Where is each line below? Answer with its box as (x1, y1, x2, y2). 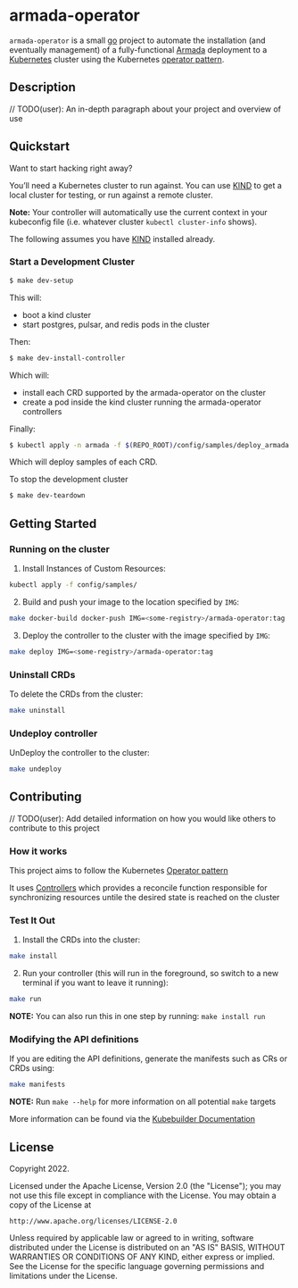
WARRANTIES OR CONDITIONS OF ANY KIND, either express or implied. (9, 1251, 275, 1262)
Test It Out (9, 915, 55, 927)
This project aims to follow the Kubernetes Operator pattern (9, 866, 229, 876)
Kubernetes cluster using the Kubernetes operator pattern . (9, 54, 225, 64)
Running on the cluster (9, 542, 110, 555)
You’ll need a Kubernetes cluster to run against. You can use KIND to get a (9, 180, 283, 190)
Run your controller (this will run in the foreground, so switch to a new (21, 968, 279, 979)
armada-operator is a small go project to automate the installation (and (9, 35, 266, 46)
